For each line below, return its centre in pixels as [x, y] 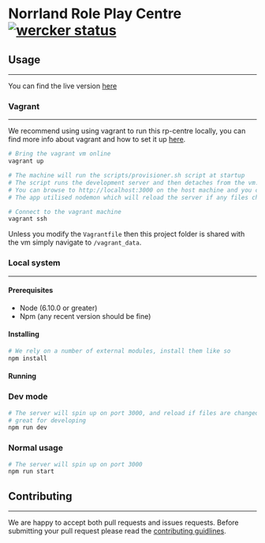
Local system [34, 263]
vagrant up [26, 161]
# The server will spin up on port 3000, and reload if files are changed [134, 413]
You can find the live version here [63, 86]
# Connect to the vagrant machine [65, 212]
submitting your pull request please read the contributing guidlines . [117, 531]
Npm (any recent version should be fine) [85, 316]
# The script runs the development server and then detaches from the [127, 182]
